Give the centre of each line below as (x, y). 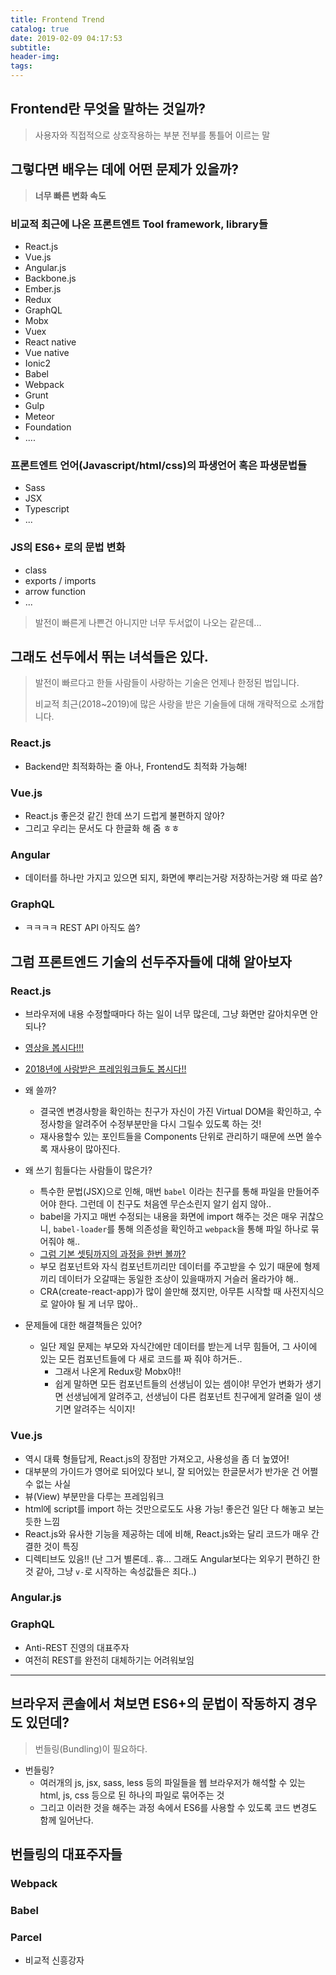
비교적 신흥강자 (54, 1960)
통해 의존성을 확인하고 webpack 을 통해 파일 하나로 (213, 1229)
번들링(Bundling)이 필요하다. (91, 1748)
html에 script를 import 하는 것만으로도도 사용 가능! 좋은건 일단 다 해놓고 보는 (174, 1508)
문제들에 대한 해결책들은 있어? (83, 1325)
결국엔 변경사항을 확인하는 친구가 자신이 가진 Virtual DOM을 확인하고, (175, 1112)
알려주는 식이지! (104, 1409)
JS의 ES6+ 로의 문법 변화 (68, 548)
